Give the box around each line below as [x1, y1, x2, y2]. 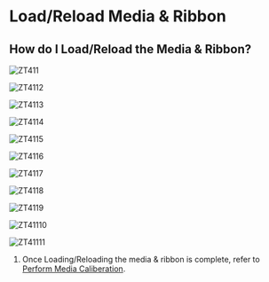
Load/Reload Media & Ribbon [9, 6, 226, 27]
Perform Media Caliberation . [21, 263, 126, 274]
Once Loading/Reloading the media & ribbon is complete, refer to [21, 255, 260, 264]
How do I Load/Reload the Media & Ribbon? [9, 42, 252, 57]
